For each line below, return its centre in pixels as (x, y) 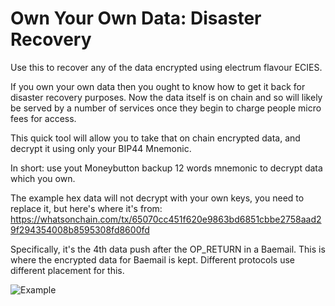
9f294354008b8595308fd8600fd (80, 229)
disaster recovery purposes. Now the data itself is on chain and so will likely (166, 97)
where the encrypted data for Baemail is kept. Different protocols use (152, 259)
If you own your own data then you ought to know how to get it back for (158, 86)
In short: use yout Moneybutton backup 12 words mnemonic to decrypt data (166, 168)
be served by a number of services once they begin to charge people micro (166, 108)
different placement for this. (67, 270)
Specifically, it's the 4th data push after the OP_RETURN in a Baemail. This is (168, 249)
